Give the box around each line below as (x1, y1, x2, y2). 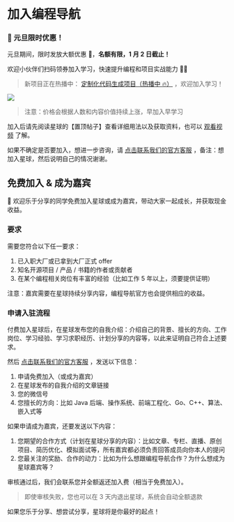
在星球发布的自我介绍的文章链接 (17, 381, 109, 389)
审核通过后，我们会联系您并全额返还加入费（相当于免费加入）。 (7, 477, 187, 486)
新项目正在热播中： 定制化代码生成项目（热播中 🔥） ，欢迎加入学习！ (24, 79, 224, 88)
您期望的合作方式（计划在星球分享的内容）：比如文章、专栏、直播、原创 (17, 436, 222, 445)
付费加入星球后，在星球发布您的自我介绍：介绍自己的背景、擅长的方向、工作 (7, 325, 227, 333)
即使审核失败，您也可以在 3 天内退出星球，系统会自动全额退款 (24, 492, 203, 500)
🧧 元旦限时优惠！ (7, 33, 64, 43)
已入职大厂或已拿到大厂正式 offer (17, 256, 113, 265)
